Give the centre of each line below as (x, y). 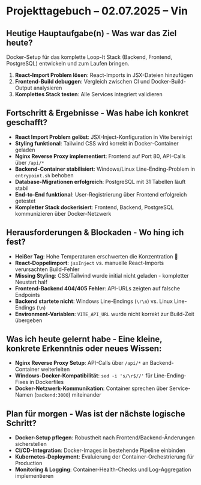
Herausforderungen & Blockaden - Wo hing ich (95, 233)
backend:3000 (52, 395)
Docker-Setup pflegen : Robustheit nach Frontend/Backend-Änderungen (105, 438)
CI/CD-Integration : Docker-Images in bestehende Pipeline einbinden (100, 450)
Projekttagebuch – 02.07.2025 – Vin (97, 11)
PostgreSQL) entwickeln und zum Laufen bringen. (68, 63)
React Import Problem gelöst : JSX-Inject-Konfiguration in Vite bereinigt (103, 137)
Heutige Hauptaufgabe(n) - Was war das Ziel (91, 33)
